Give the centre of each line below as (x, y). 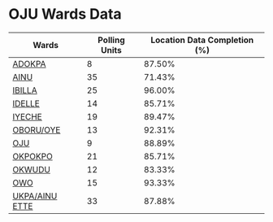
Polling (111, 40)
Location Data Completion (202, 40)
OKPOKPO (32, 156)
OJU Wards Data (65, 14)
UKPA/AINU (35, 196)
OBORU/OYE (37, 129)
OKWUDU (32, 169)
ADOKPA (29, 63)
